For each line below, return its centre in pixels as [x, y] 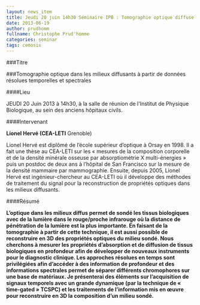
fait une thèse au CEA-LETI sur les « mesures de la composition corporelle [98, 151]
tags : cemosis [24, 46]
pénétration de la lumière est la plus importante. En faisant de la [87, 225]
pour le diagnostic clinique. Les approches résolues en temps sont [91, 257]
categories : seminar [32, 40]
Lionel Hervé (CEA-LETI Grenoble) [49, 133]
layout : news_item [29, 12]
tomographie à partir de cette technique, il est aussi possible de [87, 232]
